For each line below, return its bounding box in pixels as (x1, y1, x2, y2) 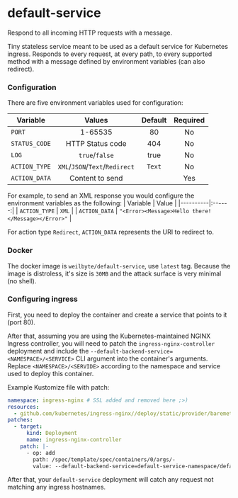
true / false (78, 150, 115, 160)
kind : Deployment (25, 430, 78, 437)
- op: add (25, 449, 55, 456)
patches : (7, 417, 33, 424)
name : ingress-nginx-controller (25, 436, 122, 443)
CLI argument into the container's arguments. (75, 354, 208, 363)
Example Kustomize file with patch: (7, 383, 110, 391)
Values (84, 115, 108, 125)
